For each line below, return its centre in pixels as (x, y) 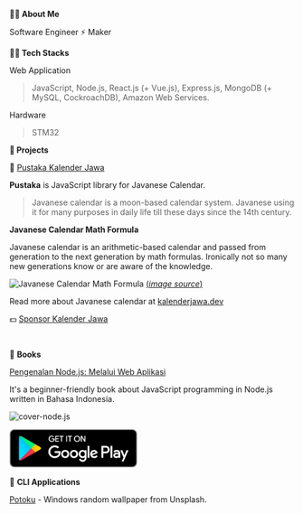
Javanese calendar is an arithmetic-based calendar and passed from (138, 247)
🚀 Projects (29, 150)
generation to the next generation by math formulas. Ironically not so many (148, 257)
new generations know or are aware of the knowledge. (111, 266)
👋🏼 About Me (35, 14)
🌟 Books (25, 354)
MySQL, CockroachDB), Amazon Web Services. (120, 98)
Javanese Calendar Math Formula (74, 229)
